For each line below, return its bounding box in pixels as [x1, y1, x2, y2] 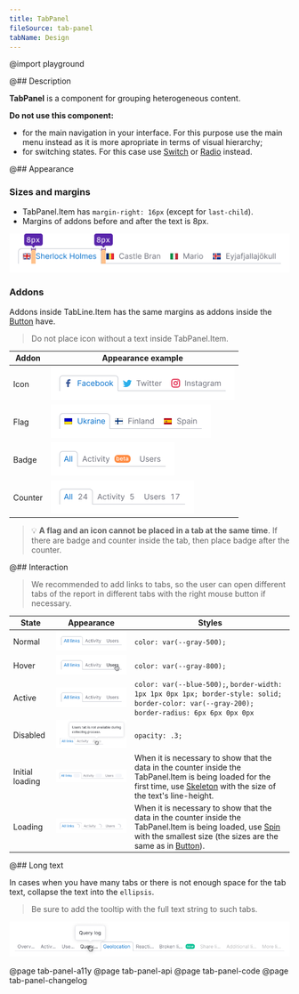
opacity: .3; [133, 731, 182, 740]
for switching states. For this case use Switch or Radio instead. [21, 147, 253, 158]
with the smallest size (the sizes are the [133, 830, 279, 841]
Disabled [12, 730, 46, 740]
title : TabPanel [9, 14, 69, 23]
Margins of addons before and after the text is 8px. [21, 215, 209, 226]
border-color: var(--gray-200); [133, 699, 255, 707]
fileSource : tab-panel [9, 23, 93, 33]
